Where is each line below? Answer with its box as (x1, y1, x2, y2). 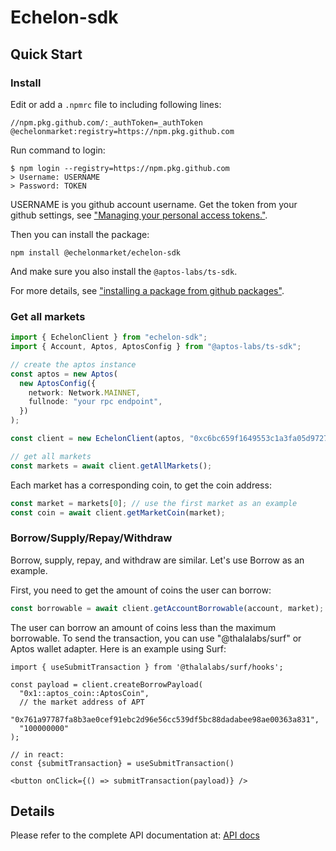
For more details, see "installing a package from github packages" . (10, 284, 285, 296)
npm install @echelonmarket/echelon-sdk (10, 247, 182, 258)
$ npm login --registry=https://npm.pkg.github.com (10, 163, 230, 173)
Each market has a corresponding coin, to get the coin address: (10, 479, 272, 491)
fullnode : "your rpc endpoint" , (28, 397, 163, 407)
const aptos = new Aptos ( (10, 369, 118, 379)
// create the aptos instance (10, 359, 137, 370)
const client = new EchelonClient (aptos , (10, 434, 186, 444)
